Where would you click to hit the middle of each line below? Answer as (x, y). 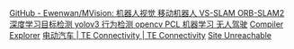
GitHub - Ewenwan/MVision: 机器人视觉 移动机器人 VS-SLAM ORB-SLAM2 (147, 13)
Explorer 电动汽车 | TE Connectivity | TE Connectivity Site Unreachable (141, 35)
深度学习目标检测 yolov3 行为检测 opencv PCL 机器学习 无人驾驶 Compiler (147, 24)
